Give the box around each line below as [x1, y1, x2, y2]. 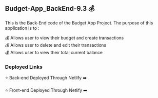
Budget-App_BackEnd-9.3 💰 [5, 4, 95, 13]
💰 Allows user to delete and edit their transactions [5, 42, 106, 48]
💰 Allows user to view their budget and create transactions [5, 35, 124, 40]
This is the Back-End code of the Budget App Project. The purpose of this [5, 20, 153, 26]
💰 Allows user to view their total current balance [5, 49, 103, 55]
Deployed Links [5, 63, 43, 70]
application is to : [5, 25, 39, 31]
